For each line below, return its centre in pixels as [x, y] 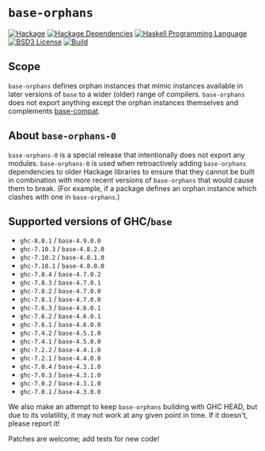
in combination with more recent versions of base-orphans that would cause [131, 180]
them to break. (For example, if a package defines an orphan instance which [132, 188]
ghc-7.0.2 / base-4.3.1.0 [60, 383]
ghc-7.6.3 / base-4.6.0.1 [60, 308]
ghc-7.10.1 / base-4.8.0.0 [62, 265]
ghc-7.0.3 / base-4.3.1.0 [60, 375]
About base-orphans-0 [62, 136]
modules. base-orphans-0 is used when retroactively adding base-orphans [127, 163]
